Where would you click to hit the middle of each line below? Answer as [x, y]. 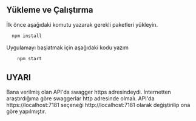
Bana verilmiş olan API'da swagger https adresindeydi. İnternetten [89, 92]
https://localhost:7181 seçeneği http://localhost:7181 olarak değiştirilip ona [98, 105]
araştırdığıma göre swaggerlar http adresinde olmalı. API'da [80, 99]
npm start [30, 58]
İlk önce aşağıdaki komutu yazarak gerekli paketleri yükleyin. [82, 24]
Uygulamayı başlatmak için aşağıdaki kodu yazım [67, 47]
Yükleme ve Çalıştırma [50, 10]
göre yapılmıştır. [26, 111]
